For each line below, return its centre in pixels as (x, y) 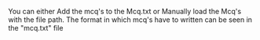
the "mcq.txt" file (36, 28)
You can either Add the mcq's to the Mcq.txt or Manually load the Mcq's (125, 11)
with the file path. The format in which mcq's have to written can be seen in (130, 20)
